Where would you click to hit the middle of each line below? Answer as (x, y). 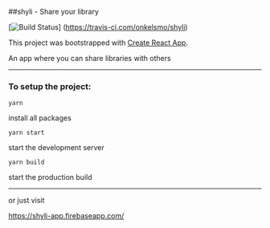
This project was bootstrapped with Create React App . (98, 43)
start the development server (56, 148)
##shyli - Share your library (53, 12)
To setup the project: (50, 86)
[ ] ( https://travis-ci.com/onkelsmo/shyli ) (98, 27)
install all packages (40, 118)
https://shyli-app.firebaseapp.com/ (66, 216)
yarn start (27, 133)
